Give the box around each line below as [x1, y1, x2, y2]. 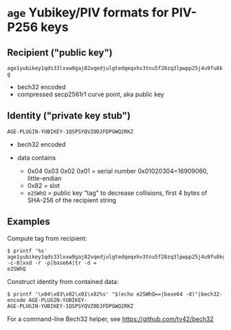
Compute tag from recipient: [7, 234, 87, 242]
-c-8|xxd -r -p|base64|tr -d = [7, 259, 97, 266]
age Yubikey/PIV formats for [7, 5, 169, 21]
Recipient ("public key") [7, 47, 113, 58]
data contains [16, 153, 56, 162]
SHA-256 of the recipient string [27, 196, 117, 204]
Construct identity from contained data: [7, 277, 119, 285]
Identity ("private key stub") [7, 110, 131, 121]
